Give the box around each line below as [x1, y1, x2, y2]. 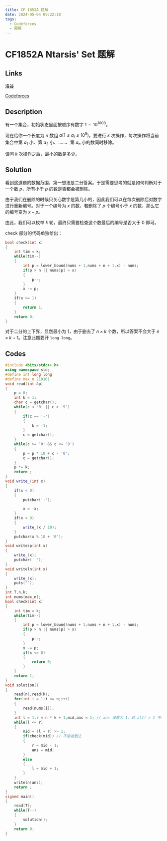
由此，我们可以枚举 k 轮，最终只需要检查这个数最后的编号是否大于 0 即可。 [5, 219, 159, 225]
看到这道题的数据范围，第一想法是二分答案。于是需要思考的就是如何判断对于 [5, 179, 162, 185]
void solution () [5, 682, 39, 688]
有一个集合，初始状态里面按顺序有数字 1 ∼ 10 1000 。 [5, 120, 111, 127]
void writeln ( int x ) [5, 566, 48, 571]
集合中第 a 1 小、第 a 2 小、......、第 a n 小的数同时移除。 [5, 139, 117, 146]
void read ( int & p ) [5, 381, 43, 386]
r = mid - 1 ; [31, 743, 59, 748]
